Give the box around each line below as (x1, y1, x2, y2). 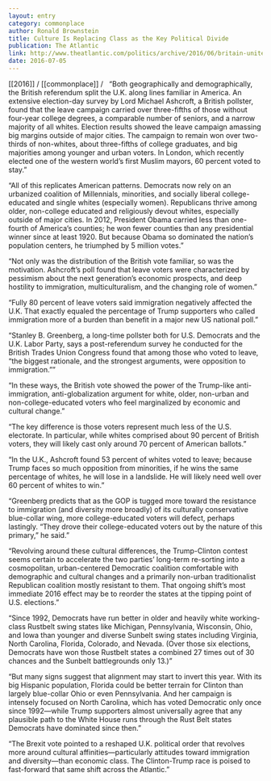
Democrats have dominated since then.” (8, 723, 142, 733)
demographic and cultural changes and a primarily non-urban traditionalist (8, 571, 256, 582)
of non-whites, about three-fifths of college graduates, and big (29, 139, 238, 149)
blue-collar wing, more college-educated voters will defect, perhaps (8, 513, 236, 523)
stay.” (8, 165, 27, 174)
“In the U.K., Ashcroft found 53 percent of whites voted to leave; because (8, 454, 252, 464)
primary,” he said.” (8, 530, 70, 540)
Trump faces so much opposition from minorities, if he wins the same (8, 463, 240, 472)
